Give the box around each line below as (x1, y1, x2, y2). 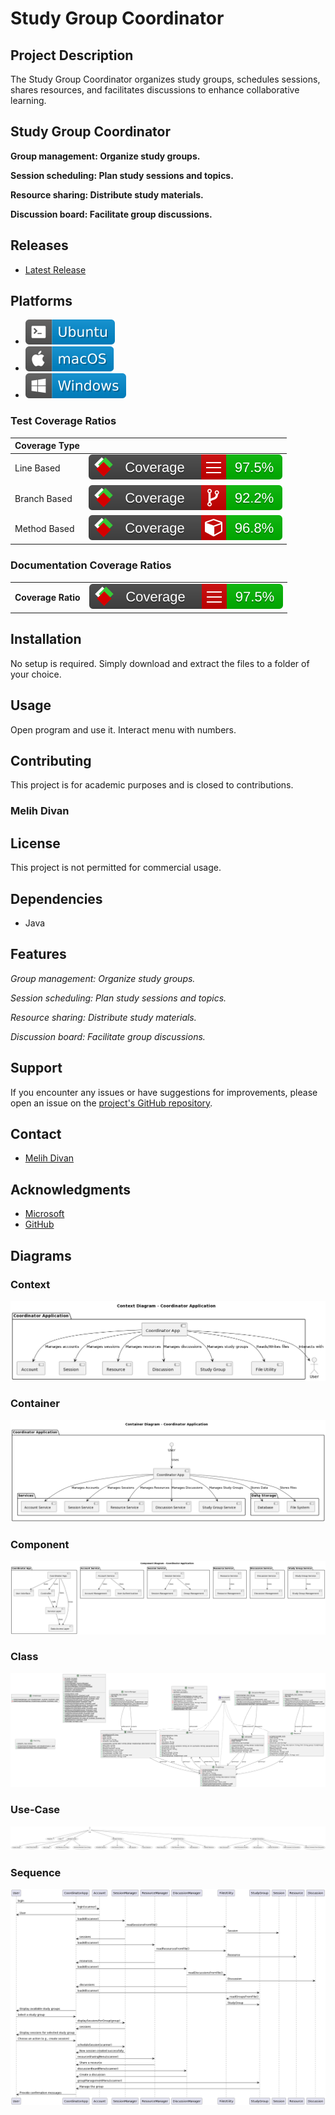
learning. (10, 95, 47, 106)
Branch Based (14, 492, 73, 504)
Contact (10, 1126, 62, 1143)
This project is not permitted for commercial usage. (10, 862, 222, 874)
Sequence (10, 1866, 62, 1880)
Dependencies (10, 890, 103, 907)
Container (10, 1397, 60, 1411)
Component (10, 1538, 70, 1552)
